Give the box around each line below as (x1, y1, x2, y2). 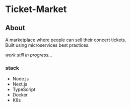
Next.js (12, 81, 28, 87)
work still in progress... (5, 52, 52, 58)
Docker (12, 92, 28, 98)
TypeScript (12, 86, 36, 92)
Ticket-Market (5, 4, 67, 15)
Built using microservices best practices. (5, 42, 90, 48)
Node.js (12, 76, 29, 82)
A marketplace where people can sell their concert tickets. (5, 37, 126, 43)
